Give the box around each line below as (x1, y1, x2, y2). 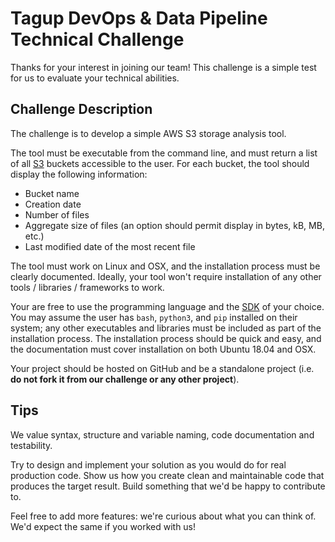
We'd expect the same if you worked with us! (10, 520, 197, 532)
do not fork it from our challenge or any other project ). (10, 373, 240, 385)
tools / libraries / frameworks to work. (10, 281, 165, 293)
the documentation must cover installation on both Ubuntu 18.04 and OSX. (10, 343, 317, 355)
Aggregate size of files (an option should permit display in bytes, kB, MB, (24, 219, 325, 231)
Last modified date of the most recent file (24, 240, 196, 252)
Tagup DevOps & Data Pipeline (10, 7, 268, 30)
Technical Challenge (10, 28, 185, 51)
